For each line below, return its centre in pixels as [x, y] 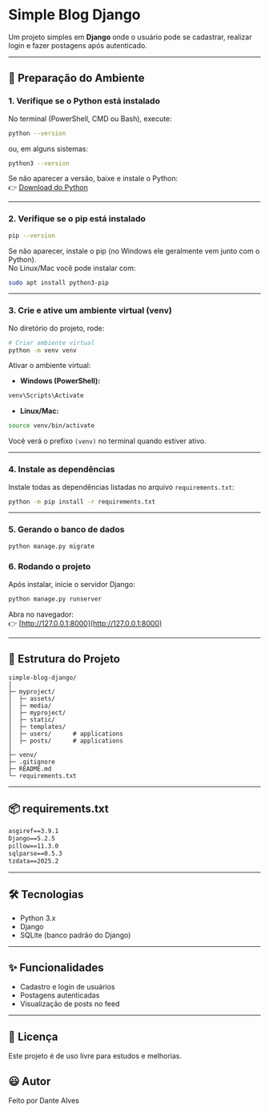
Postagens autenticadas [60, 995]
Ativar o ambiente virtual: [50, 366]
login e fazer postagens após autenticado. [78, 45]
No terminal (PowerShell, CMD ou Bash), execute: [90, 119]
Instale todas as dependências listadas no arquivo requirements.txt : [121, 487]
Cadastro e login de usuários [67, 987]
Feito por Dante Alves [44, 1100]
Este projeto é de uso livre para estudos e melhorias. [95, 1056]
